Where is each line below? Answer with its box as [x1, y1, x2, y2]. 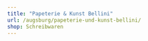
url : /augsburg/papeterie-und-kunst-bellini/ [7, 17, 141, 24]
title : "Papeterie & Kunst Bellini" [7, 10, 113, 17]
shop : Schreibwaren [7, 23, 64, 30]
